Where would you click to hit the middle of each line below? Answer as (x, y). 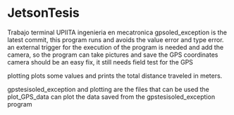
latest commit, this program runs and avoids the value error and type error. (116, 39)
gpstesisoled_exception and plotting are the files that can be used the (108, 89)
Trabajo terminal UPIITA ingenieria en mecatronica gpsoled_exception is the (117, 32)
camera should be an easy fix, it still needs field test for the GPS (100, 62)
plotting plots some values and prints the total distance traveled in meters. (115, 76)
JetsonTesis (43, 13)
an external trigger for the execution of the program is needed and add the (116, 47)
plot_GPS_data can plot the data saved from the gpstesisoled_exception (111, 97)
